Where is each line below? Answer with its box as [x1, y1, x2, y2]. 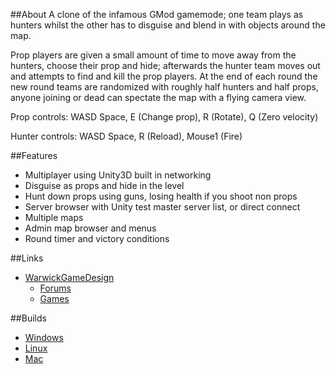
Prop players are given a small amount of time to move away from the [10, 49, 297, 61]
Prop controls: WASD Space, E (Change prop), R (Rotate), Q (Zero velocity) [10, 111, 319, 123]
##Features [10, 150, 58, 161]
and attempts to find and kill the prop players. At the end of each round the [10, 70, 318, 82]
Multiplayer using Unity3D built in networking [24, 169, 212, 181]
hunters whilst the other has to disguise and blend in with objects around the [10, 19, 326, 31]
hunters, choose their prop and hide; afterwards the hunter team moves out [10, 60, 321, 71]
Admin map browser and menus [24, 222, 157, 234]
